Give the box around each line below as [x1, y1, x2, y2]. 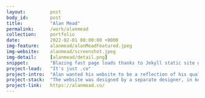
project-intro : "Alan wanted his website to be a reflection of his [6, 71, 187, 77]
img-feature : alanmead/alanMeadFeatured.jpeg [6, 43, 132, 49]
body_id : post [6, 15, 62, 21]
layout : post [6, 9, 62, 15]
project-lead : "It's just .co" [6, 65, 92, 72]
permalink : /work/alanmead [6, 26, 88, 32]
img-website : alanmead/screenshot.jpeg [6, 49, 116, 55]
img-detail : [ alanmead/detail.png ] [6, 54, 108, 60]
